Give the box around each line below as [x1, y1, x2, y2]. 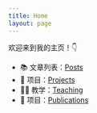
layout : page [8, 19, 52, 27]
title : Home [8, 11, 48, 20]
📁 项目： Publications [19, 94, 89, 105]
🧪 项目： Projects [19, 74, 75, 85]
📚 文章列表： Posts [19, 62, 83, 72]
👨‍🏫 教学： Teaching [19, 85, 83, 94]
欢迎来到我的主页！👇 [8, 42, 78, 52]
